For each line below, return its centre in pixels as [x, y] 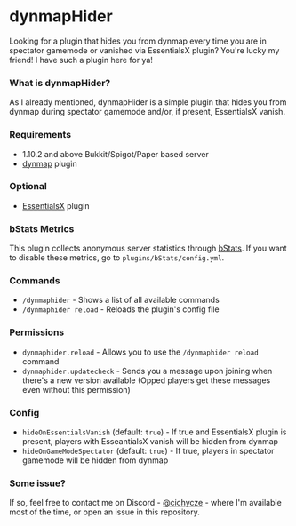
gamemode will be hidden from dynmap [95, 460]
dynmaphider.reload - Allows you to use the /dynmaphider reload [140, 352]
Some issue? [38, 483]
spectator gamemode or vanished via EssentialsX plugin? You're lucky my [144, 50]
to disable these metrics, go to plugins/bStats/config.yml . [117, 258]
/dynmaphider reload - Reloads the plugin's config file [120, 309]
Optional [28, 187]
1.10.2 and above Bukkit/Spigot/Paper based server [115, 154]
